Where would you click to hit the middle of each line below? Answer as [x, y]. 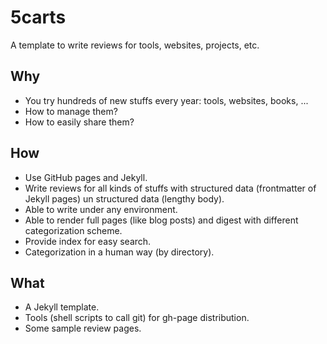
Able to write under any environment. [101, 209]
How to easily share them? [79, 122]
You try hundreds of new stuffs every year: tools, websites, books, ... [166, 100]
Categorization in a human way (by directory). [119, 252]
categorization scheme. [73, 230]
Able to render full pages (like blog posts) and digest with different [161, 220]
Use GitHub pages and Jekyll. [86, 177]
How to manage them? [71, 111]
